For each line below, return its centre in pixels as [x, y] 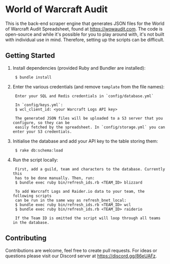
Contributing [26, 238]
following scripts [32, 196]
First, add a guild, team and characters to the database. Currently [90, 169]
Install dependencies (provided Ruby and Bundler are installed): [79, 68]
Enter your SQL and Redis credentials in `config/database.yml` [84, 96]
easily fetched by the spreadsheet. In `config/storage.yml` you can [90, 127]
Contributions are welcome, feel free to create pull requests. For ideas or [81, 250]
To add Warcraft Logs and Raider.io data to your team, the [80, 191]
